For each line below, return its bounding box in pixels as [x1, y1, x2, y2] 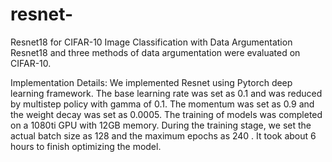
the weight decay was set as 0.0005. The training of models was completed [10, 108, 323, 120]
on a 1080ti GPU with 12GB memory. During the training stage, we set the [10, 119, 312, 131]
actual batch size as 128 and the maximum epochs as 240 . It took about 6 [10, 129, 317, 142]
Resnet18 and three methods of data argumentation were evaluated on [10, 46, 301, 58]
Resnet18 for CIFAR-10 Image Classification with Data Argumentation [10, 36, 293, 48]
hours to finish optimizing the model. [10, 140, 162, 152]
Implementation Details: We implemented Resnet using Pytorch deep [10, 76, 293, 88]
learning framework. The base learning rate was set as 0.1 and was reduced [10, 87, 323, 99]
